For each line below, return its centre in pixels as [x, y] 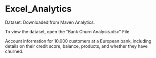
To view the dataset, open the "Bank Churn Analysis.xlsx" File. [68, 31]
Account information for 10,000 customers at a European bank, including [78, 41]
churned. [14, 51]
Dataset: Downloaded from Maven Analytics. [50, 22]
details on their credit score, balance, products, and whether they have [77, 46]
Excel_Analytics [38, 9]
